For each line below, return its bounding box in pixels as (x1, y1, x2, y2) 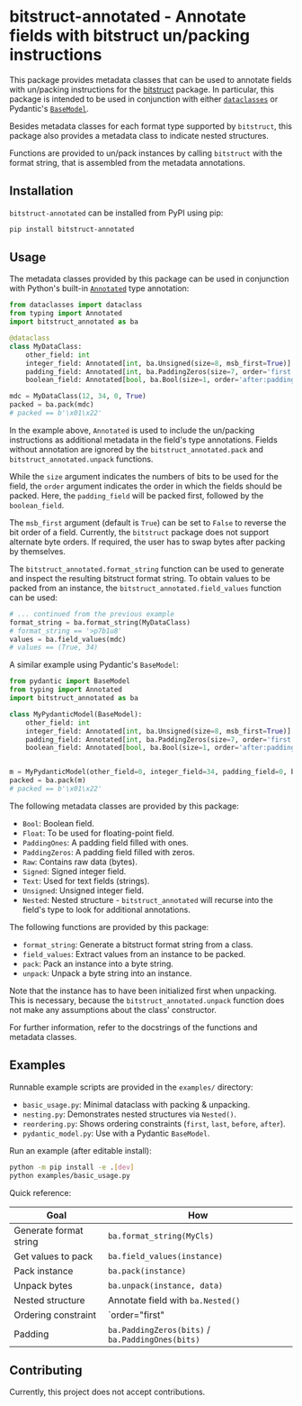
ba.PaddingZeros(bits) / (107, 1323, 211, 1336)
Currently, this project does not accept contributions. (9, 1386, 206, 1398)
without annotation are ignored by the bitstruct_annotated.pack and (9, 443, 263, 454)
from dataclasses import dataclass (9, 300, 143, 310)
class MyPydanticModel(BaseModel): (9, 709, 143, 718)
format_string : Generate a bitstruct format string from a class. (22, 939, 253, 950)
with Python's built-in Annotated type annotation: (9, 283, 190, 294)
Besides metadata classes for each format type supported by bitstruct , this (9, 120, 292, 132)
